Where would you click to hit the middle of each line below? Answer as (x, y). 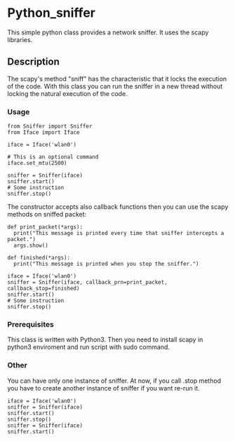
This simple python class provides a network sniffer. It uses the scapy (108, 32)
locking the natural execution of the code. (67, 93)
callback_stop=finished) (43, 289)
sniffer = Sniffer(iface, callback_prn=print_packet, (88, 283)
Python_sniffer (52, 13)
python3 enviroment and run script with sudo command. (89, 347)
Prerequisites (31, 324)
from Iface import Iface (43, 133)
